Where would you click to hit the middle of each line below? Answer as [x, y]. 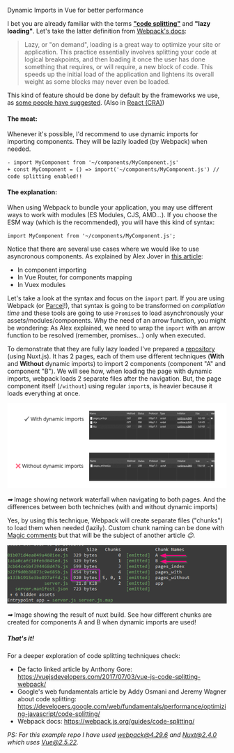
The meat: [22, 119]
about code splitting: [47, 699]
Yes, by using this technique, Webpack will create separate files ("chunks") [115, 520]
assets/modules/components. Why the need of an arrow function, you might [117, 321]
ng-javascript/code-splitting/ [58, 714]
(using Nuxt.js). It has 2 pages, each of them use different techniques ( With [116, 356]
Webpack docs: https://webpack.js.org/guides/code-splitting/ [106, 722]
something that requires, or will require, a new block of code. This [119, 67]
